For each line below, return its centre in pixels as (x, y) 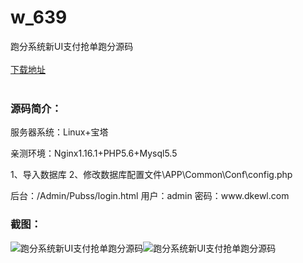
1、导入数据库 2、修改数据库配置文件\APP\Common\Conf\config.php (151, 175)
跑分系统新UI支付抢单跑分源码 (72, 46)
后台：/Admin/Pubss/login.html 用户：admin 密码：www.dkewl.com (150, 196)
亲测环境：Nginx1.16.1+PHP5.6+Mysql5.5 (94, 153)
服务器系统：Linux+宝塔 (59, 132)
